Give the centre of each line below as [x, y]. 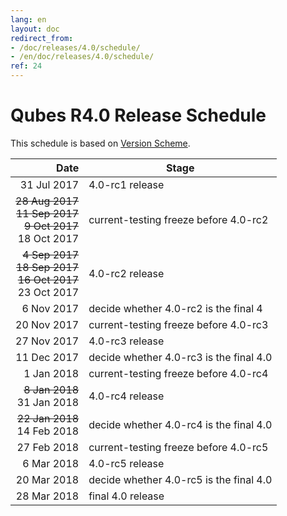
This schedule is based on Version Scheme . [100, 143]
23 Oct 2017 [48, 292]
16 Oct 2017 [48, 279]
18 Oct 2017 [48, 238]
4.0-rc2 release [126, 273]
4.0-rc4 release [126, 396]
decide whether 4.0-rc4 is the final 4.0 [180, 424]
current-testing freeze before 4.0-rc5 [178, 447]
